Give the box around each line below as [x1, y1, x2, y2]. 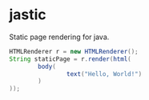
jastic [9, 6, 46, 24]
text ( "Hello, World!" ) [66, 70, 143, 78]
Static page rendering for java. [9, 32, 110, 42]
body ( [38, 62, 57, 70]
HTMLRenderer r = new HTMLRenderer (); [9, 47, 139, 55]
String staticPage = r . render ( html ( [9, 54, 131, 63]
